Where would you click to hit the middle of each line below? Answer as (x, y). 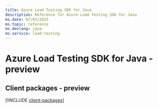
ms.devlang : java (24, 29)
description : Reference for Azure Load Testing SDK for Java (71, 15)
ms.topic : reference (27, 24)
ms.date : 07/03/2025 (27, 19)
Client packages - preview (48, 88)
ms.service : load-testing (32, 33)
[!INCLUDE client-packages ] (35, 100)
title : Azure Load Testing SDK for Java (49, 10)
